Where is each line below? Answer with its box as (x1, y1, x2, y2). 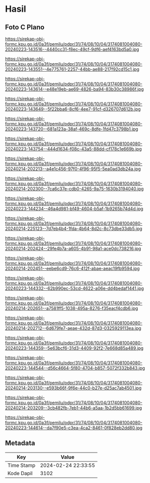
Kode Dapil (7, 470, 33, 477)
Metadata (5, 439, 35, 447)
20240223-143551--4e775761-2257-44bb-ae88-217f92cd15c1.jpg (5, 66, 140, 72)
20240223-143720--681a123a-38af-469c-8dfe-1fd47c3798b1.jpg (5, 126, 138, 132)
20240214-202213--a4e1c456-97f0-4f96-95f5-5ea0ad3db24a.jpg (5, 166, 141, 172)
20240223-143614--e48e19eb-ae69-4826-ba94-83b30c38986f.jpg (5, 86, 144, 92)
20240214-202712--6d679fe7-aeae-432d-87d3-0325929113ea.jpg (5, 325, 141, 331)
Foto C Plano (5, 23, 45, 31)
